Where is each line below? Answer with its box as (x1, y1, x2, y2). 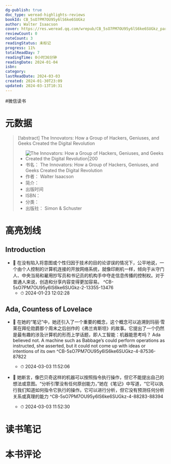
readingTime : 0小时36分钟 (5, 54, 58, 60)
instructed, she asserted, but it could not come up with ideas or (12, 343, 146, 349)
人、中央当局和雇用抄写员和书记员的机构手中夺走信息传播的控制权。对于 (12, 272, 164, 278)
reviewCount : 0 (5, 31, 38, 36)
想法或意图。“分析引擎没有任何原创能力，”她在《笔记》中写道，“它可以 (12, 380, 159, 387)
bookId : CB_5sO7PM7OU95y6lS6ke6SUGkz (5, 17, 85, 22)
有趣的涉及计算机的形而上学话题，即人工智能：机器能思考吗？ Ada (21, 332, 161, 338)
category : (5, 69, 26, 74)
